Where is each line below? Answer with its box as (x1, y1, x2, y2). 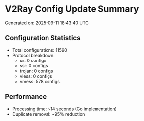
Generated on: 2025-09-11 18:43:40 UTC (5, 20, 89, 26)
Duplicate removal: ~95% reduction (12, 111, 85, 117)
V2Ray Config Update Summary (5, 3, 139, 15)
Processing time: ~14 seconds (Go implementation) (12, 106, 117, 112)
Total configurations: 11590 (12, 47, 68, 53)
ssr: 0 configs (19, 62, 48, 68)
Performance (5, 92, 47, 101)
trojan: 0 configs (19, 68, 53, 74)
